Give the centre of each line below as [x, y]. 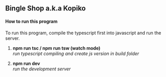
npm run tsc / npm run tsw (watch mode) [56, 48]
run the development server [42, 69]
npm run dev [26, 63]
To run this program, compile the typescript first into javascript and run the [83, 33]
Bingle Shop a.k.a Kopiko [46, 8]
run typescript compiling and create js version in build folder [76, 54]
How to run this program [31, 21]
